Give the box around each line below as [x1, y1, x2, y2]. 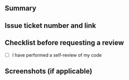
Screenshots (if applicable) [5, 67, 92, 75]
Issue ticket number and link [5, 21, 96, 30]
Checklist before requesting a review [5, 38, 124, 47]
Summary [5, 4, 37, 13]
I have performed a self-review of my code [12, 52, 102, 58]
